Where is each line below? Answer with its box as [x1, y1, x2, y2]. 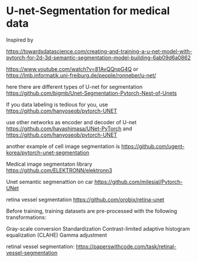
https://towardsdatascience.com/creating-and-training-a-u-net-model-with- [6, 47, 193, 54]
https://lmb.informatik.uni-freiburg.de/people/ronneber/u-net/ [6, 72, 157, 79]
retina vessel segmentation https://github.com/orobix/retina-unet [6, 196, 164, 203]
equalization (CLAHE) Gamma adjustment [6, 231, 108, 238]
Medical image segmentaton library [6, 160, 93, 167]
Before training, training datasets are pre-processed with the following [6, 207, 177, 214]
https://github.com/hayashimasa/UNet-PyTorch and [6, 125, 132, 132]
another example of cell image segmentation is [6, 143, 120, 150]
